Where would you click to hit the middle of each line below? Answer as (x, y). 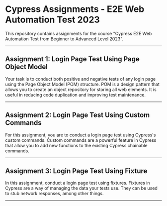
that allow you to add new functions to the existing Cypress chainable (76, 145)
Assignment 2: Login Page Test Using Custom (78, 115)
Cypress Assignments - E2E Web (75, 9)
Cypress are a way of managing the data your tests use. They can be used (82, 188)
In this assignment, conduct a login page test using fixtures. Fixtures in (78, 183)
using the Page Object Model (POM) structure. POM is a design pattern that (83, 84)
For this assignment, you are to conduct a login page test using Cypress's (81, 135)
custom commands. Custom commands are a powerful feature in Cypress (81, 140)
